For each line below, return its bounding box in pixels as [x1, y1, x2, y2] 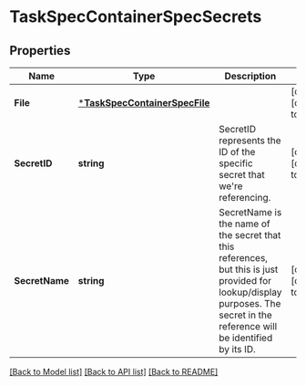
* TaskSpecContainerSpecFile [77, 97, 210, 109]
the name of [218, 217, 270, 230]
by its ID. [218, 343, 257, 355]
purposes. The [218, 297, 281, 309]
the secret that [218, 229, 281, 241]
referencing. [218, 192, 271, 203]
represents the [218, 134, 281, 147]
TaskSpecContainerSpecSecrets [9, 6, 262, 27]
